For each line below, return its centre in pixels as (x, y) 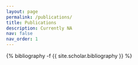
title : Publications (32, 22)
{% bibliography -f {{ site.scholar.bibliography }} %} (69, 56)
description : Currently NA (39, 28)
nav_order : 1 (22, 39)
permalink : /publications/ (39, 17)
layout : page (22, 12)
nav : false (19, 34)
